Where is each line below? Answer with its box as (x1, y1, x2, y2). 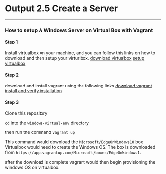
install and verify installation (5, 88, 62, 94)
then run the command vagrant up (5, 130, 75, 135)
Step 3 (5, 99, 19, 105)
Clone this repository (5, 110, 48, 116)
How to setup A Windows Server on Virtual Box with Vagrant (5, 27, 153, 34)
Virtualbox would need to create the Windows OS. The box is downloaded (5, 144, 156, 150)
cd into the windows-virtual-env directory (5, 120, 89, 126)
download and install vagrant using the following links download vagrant (5, 83, 152, 89)
